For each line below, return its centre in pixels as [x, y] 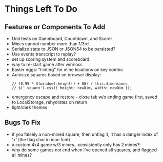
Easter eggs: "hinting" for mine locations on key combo [67, 70]
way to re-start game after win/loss [47, 64]
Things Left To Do [41, 9]
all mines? [22, 155]
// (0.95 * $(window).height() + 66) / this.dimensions [70, 84]
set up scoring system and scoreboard [51, 59]
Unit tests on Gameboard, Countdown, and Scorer [62, 38]
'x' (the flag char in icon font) [41, 139]
